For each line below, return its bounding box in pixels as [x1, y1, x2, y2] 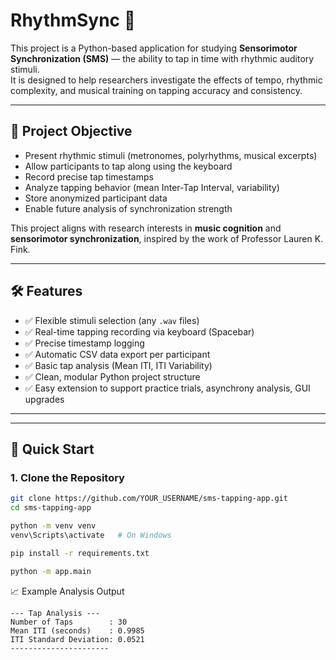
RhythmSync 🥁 [10, 9, 137, 32]
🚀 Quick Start [10, 440, 95, 458]
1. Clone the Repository [10, 470, 125, 484]
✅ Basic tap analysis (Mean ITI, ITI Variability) [24, 359, 213, 371]
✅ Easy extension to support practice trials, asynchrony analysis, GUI [24, 382, 311, 394]
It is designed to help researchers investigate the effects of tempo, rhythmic [10, 74, 323, 86]
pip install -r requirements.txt [10, 548, 150, 558]
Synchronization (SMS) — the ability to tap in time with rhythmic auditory [10, 52, 315, 64]
